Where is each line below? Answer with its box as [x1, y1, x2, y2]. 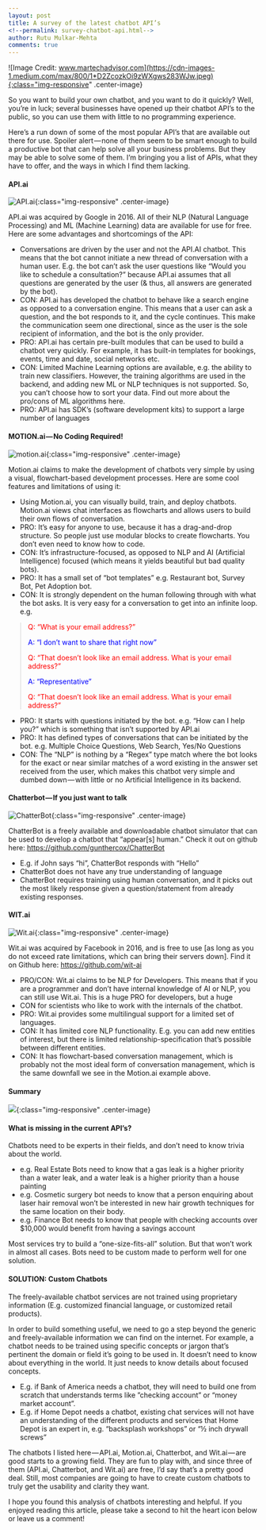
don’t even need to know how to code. [19, 539, 146, 549]
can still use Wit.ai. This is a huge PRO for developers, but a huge [19, 992, 234, 1001]
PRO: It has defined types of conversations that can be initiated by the [19, 732, 249, 742]
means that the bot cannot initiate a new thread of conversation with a [19, 253, 249, 263]
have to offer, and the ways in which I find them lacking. [8, 161, 191, 171]
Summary [8, 1086, 41, 1096]
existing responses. [19, 892, 84, 901]
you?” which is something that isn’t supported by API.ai [19, 724, 200, 734]
